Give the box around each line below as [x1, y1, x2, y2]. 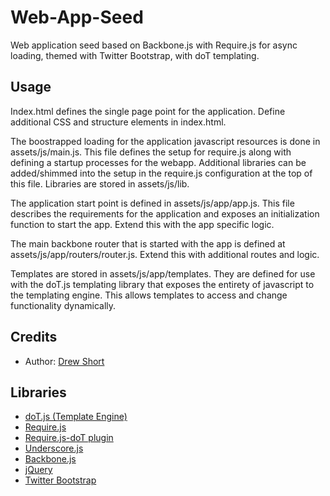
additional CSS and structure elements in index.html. [10, 116, 227, 128]
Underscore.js [24, 442, 84, 455]
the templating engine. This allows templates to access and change [10, 289, 288, 301]
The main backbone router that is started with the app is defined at [10, 237, 286, 250]
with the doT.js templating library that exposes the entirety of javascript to [10, 278, 315, 290]
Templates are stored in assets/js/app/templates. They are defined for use [10, 267, 316, 280]
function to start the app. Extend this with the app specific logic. [10, 218, 275, 230]
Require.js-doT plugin [24, 432, 114, 444]
